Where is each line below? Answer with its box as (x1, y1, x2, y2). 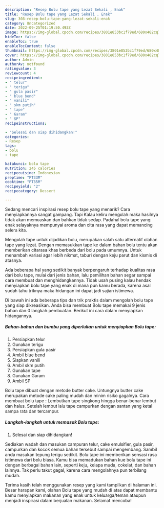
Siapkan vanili (12, 357, 41, 363)
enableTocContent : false (5, 44, 56, 48)
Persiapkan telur (12, 336, 45, 342)
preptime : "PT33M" (5, 175, 42, 180)
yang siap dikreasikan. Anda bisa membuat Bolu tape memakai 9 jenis (5, 302, 145, 308)
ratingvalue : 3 (5, 67, 36, 71)
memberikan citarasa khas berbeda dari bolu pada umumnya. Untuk (5, 247, 142, 253)
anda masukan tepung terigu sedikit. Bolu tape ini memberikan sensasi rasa (5, 451, 157, 458)
